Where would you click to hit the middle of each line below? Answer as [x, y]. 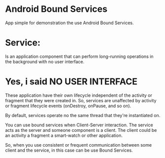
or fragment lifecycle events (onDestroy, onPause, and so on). [68, 106]
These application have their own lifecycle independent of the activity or [79, 95]
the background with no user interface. [45, 61]
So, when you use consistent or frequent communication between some [79, 145]
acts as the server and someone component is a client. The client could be [81, 130]
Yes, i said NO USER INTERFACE [71, 82]
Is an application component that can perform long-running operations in [80, 56]
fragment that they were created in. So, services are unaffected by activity [81, 100]
